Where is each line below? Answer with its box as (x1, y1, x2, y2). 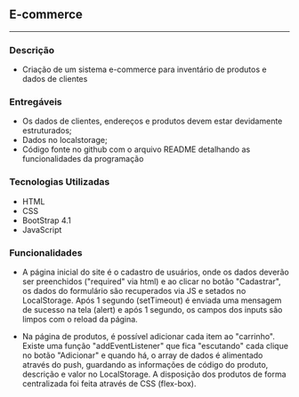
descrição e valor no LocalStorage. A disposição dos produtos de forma (21, 369, 287, 379)
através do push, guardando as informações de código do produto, (21, 360, 269, 369)
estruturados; (21, 125, 73, 136)
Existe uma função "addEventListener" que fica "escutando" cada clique (21, 341, 289, 351)
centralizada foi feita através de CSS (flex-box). (21, 378, 197, 389)
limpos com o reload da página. (21, 314, 138, 324)
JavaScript (21, 224, 62, 234)
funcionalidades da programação (21, 154, 144, 164)
